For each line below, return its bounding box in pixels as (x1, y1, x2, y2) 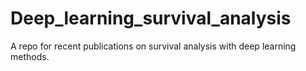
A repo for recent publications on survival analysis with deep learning (10, 40, 297, 52)
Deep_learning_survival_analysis (10, 7, 292, 30)
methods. (10, 50, 50, 62)
